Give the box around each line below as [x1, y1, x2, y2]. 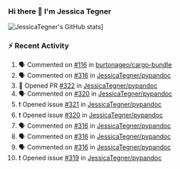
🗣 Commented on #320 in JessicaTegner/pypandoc [18, 89, 173, 98]
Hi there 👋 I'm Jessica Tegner [8, 6, 112, 16]
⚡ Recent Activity [8, 41, 70, 51]
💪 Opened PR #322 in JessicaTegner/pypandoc [18, 81, 158, 90]
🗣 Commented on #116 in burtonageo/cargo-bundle [18, 60, 172, 68]
